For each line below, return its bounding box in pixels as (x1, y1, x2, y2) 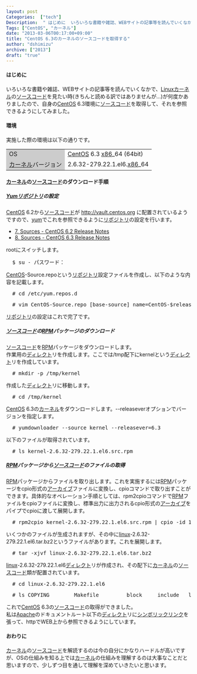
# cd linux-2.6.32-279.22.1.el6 (12, 580, 106, 587)
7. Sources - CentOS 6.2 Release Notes (14, 228, 110, 235)
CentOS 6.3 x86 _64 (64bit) (67, 150, 144, 158)
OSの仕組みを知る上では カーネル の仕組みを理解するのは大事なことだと (16, 654, 188, 661)
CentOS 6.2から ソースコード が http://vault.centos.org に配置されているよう (6, 208, 188, 215)
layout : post (6, 8, 38, 15)
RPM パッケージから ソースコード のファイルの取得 (6, 462, 125, 469)
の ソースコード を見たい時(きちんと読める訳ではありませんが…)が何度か (11, 92, 184, 100)
